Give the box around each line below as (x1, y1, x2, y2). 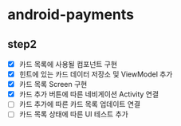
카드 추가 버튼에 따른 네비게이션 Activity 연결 (18, 89, 159, 99)
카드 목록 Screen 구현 (18, 80, 88, 89)
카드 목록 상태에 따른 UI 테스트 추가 (18, 109, 128, 119)
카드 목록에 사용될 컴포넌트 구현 (18, 60, 117, 69)
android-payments (7, 6, 135, 24)
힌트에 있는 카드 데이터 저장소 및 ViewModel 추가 (18, 69, 173, 79)
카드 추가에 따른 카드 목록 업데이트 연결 (18, 100, 141, 109)
